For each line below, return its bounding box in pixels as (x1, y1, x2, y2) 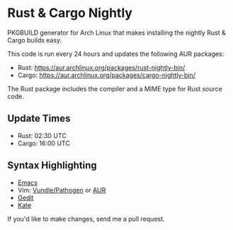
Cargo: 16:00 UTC (17, 139, 71, 147)
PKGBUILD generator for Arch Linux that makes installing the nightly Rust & (7, 28, 226, 37)
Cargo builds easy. (7, 35, 62, 44)
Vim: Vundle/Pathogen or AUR (17, 185, 106, 194)
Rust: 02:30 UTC (17, 131, 67, 139)
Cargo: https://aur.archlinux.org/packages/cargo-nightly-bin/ (17, 71, 196, 79)
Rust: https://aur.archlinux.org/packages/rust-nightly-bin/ (17, 63, 186, 71)
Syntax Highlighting (7, 159, 97, 171)
